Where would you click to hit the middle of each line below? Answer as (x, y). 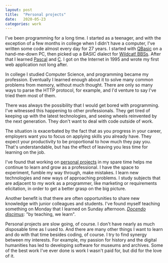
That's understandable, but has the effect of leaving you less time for (76, 147)
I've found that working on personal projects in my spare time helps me (79, 162)
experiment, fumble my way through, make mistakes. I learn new (72, 173)
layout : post (19, 10)
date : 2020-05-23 (26, 19)
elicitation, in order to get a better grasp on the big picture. (66, 189)
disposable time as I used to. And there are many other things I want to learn (84, 229)
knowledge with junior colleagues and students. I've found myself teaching (83, 204)
